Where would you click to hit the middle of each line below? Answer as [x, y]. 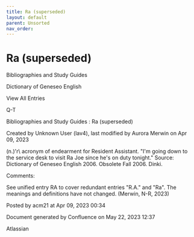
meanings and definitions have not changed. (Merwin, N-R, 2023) [88, 194]
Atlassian [17, 229]
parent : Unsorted [28, 23]
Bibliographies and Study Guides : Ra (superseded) [70, 122]
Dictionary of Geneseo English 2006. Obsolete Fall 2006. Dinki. [84, 164]
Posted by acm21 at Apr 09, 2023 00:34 [56, 206]
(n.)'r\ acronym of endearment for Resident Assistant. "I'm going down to [97, 152]
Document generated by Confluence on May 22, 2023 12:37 [81, 217]
